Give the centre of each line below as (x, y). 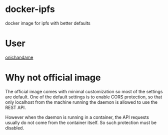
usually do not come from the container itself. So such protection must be (81, 122)
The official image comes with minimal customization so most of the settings (84, 91)
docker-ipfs (30, 9)
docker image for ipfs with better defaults (48, 23)
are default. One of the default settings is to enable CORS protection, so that (84, 97)
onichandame (19, 57)
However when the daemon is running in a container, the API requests (77, 117)
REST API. (15, 107)
